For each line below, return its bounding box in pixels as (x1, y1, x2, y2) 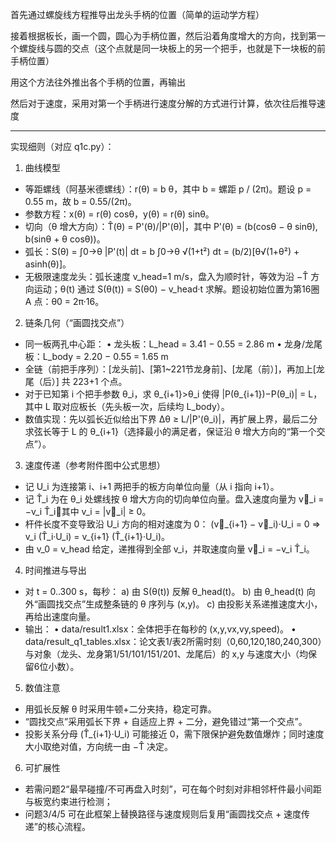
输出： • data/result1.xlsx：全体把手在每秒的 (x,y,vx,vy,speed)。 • (24, 623, 297, 635)
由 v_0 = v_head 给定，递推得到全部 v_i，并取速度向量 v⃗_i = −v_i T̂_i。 (24, 543, 315, 555)
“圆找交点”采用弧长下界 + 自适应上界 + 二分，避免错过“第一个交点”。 (24, 716, 308, 727)
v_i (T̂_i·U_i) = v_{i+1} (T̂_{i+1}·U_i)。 (24, 531, 171, 542)
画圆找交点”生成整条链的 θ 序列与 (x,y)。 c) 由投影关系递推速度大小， (37, 598, 323, 610)
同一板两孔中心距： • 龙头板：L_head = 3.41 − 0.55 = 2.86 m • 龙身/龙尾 (24, 338, 323, 350)
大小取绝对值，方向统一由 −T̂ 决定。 (24, 741, 173, 752)
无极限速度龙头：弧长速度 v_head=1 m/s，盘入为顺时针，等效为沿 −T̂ (24, 271, 309, 282)
